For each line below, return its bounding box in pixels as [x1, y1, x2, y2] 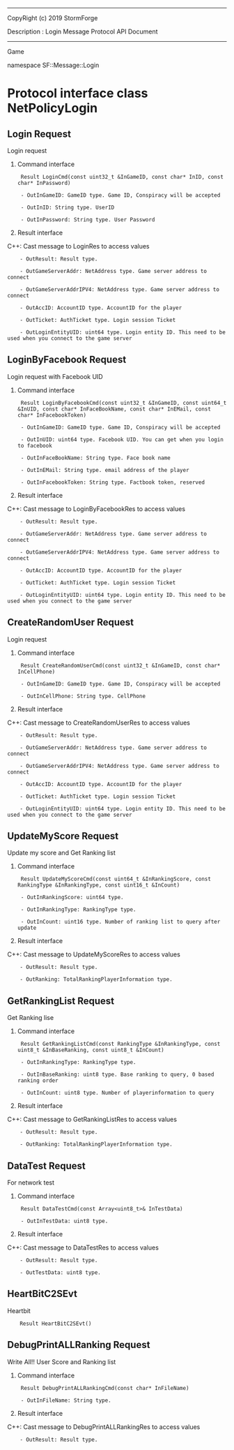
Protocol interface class [7, 85, 148, 101]
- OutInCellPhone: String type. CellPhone [20, 693, 146, 700]
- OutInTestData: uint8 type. [20, 1218, 109, 1225]
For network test [7, 1178, 54, 1187]
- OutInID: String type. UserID [20, 204, 115, 211]
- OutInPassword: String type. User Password [20, 216, 155, 223]
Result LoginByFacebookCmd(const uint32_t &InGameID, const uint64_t [20, 399, 227, 406]
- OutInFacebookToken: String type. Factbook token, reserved [20, 479, 205, 486]
